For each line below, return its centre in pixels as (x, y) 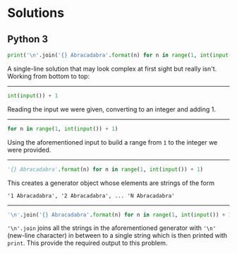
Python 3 (28, 39)
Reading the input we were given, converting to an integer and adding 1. (112, 109)
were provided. (29, 150)
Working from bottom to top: (49, 76)
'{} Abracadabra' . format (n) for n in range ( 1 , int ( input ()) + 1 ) (105, 169)
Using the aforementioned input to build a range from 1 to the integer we (113, 142)
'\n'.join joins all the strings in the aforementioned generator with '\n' (112, 228)
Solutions (36, 13)
